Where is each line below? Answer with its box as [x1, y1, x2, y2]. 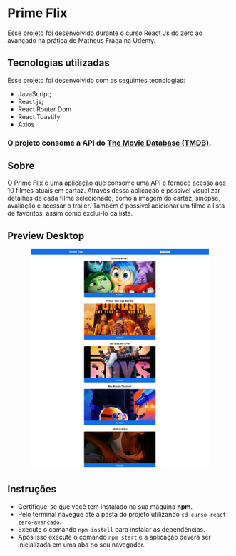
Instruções [7, 483, 57, 495]
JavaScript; [17, 89, 52, 98]
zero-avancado [17, 519, 60, 526]
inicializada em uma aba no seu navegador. [17, 540, 145, 549]
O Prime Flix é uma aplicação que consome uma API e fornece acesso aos [7, 178, 226, 187]
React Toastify [17, 112, 61, 121]
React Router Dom [17, 105, 72, 113]
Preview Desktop [7, 230, 85, 242]
